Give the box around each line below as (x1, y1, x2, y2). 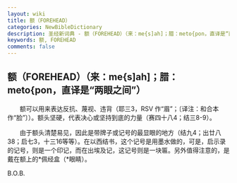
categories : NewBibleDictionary (7, 23, 102, 30)
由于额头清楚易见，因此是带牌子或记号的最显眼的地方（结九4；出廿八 (19, 128, 222, 136)
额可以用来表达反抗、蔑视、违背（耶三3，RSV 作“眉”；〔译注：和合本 (19, 104, 219, 113)
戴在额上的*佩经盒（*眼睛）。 (7, 155, 92, 163)
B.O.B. (7, 169, 25, 177)
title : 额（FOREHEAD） (7, 17, 71, 24)
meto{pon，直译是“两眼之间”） (7, 84, 146, 96)
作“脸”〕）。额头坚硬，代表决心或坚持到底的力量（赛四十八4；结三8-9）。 (7, 113, 217, 122)
